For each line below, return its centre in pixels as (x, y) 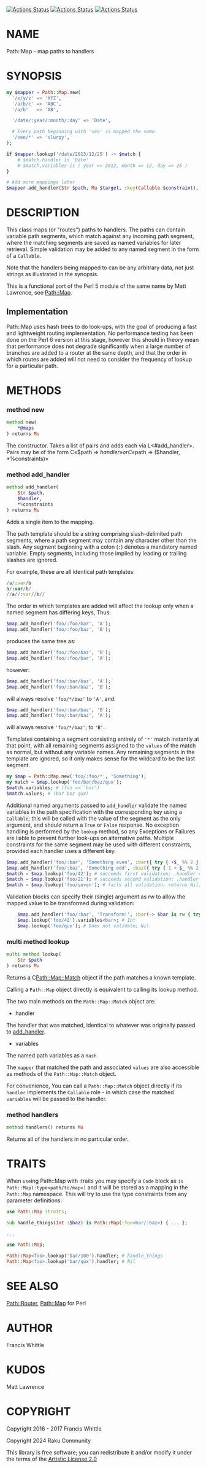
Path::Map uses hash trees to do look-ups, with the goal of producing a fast (102, 326)
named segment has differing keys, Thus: (59, 612)
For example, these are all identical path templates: (71, 571)
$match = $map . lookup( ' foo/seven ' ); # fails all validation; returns (97, 885)
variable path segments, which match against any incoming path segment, (100, 236)
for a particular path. (32, 366)
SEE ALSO (32, 1286)
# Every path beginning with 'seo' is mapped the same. (85, 132)
